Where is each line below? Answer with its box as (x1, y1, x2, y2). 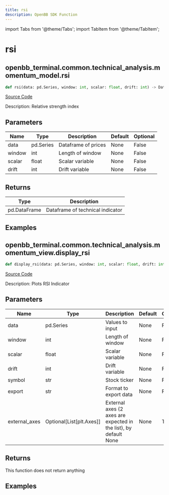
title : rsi (5, 7, 28, 13)
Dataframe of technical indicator (46, 207, 123, 213)
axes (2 (105, 405, 123, 412)
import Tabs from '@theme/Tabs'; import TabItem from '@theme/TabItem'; (5, 26, 160, 32)
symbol (8, 376, 25, 383)
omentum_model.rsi (5, 71, 70, 80)
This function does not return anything (5, 467, 85, 473)
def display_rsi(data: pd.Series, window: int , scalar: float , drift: (5, 262, 156, 267)
